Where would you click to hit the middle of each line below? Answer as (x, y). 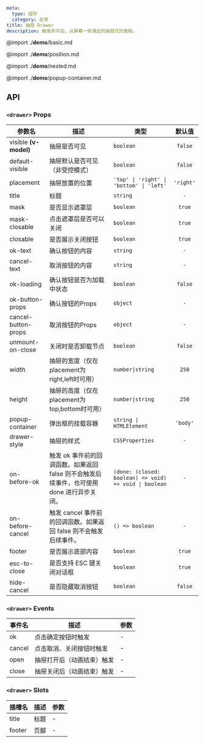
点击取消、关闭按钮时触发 (71, 648)
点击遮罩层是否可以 (77, 219)
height (19, 399)
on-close (23, 350)
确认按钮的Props (73, 303)
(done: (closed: (137, 472)
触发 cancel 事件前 (76, 513)
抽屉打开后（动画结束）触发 (74, 660)
